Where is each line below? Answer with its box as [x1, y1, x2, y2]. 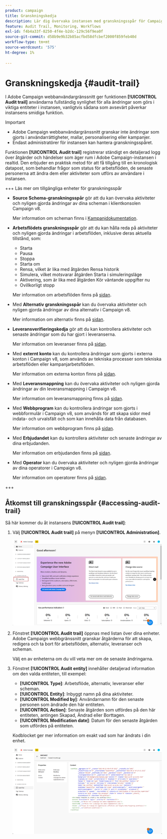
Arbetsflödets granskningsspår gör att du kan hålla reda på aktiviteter [12, 225, 158, 231]
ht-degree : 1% [5, 50, 35, 55]
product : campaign [5, 8, 43, 13]
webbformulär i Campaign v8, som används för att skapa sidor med [12, 411, 151, 417]
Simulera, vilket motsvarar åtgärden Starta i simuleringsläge [19, 272, 142, 278]
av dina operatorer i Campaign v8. [12, 465, 83, 471]
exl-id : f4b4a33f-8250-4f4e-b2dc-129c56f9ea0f [5, 29, 103, 34]
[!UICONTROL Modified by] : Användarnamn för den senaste [19, 697, 144, 702]
